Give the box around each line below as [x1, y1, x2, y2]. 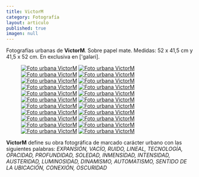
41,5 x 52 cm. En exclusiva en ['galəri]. [6, 53, 100, 60]
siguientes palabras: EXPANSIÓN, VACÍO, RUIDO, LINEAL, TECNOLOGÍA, [6, 146, 183, 153]
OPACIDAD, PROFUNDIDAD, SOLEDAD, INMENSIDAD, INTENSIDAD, [6, 152, 171, 159]
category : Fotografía [6, 14, 60, 20]
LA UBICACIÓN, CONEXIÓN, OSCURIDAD [6, 164, 108, 172]
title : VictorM [6, 8, 44, 15]
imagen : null [6, 31, 38, 37]
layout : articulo [6, 20, 49, 25]
